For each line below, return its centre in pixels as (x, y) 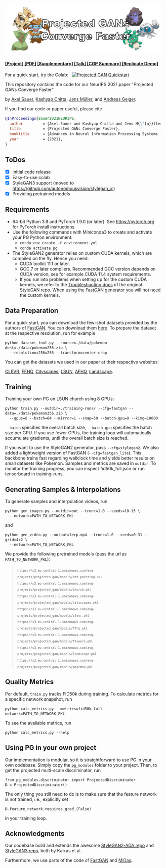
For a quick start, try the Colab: (37, 75)
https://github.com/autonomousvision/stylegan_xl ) (63, 188)
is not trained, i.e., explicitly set (37, 799)
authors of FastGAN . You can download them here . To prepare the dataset (81, 328)
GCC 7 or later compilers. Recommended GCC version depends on (87, 269)
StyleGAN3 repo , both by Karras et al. (43, 851)
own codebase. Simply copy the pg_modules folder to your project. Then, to (81, 765)
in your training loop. (26, 818)
